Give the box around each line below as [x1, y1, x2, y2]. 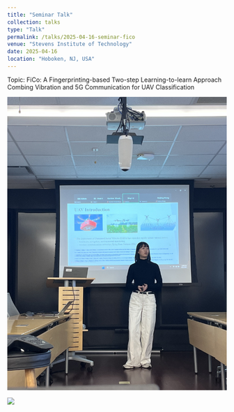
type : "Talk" [7, 26, 45, 33]
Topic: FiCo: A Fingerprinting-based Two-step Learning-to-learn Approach [7, 75, 222, 84]
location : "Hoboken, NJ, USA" [7, 56, 95, 63]
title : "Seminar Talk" [7, 11, 73, 18]
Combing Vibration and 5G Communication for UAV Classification [7, 82, 195, 91]
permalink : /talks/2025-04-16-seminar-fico [7, 34, 136, 41]
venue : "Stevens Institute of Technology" [7, 41, 132, 48]
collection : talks [7, 18, 61, 26]
